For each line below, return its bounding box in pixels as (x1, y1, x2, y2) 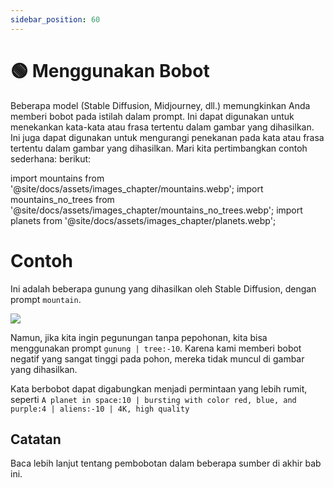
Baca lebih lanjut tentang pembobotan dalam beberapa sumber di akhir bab (10, 457, 322, 470)
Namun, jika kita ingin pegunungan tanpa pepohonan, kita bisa (10, 331, 268, 343)
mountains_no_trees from (10, 193, 115, 205)
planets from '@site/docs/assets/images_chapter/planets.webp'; (10, 214, 277, 226)
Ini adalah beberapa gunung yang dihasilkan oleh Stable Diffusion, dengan (10, 282, 317, 295)
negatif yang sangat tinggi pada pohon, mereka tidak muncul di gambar (10, 352, 305, 365)
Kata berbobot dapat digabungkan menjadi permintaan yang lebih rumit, (10, 382, 308, 395)
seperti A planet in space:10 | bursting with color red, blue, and (10, 393, 297, 405)
